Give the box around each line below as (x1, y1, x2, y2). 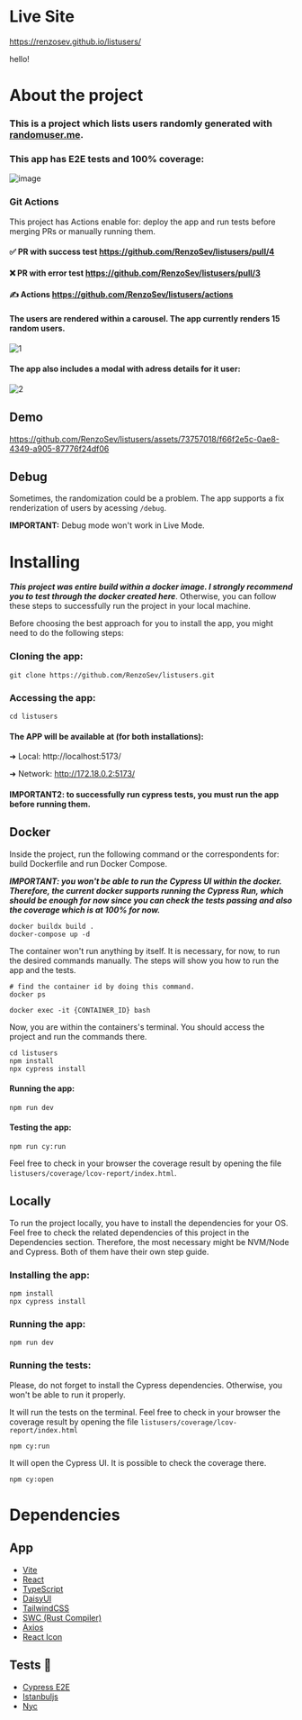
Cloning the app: (9, 651, 84, 663)
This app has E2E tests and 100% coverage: (9, 152, 205, 165)
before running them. (9, 798, 92, 809)
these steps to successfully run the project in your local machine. (9, 601, 252, 612)
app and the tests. (9, 964, 76, 975)
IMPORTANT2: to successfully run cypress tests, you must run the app (9, 788, 280, 799)
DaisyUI (22, 1593, 52, 1604)
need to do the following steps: (9, 628, 124, 639)
